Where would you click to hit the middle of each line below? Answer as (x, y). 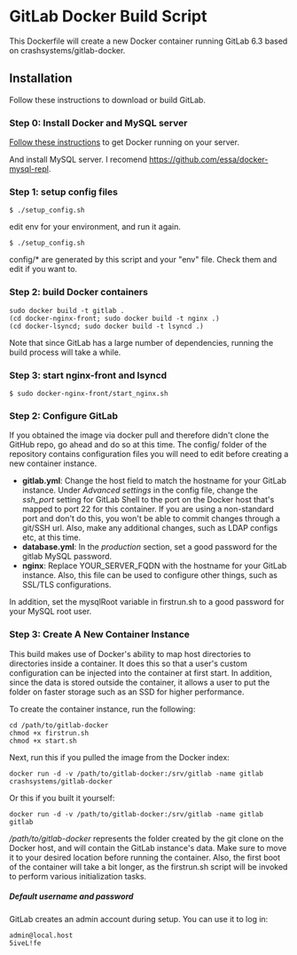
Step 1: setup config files (63, 191)
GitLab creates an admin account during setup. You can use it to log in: (139, 919)
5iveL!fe (25, 943)
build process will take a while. (65, 352)
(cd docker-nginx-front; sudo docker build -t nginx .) (114, 318)
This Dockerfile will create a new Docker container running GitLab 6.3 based (148, 41)
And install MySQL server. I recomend (78, 160)
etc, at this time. (51, 538)
